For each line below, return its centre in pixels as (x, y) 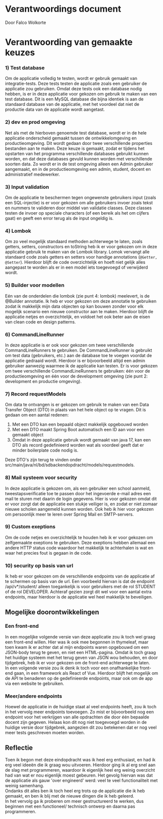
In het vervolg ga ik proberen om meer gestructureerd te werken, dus (74, 801)
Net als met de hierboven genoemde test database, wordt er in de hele (76, 133)
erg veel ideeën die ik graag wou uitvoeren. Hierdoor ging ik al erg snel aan (80, 765)
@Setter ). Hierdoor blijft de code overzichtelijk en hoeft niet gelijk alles (75, 262)
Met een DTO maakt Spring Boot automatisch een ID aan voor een (78, 430)
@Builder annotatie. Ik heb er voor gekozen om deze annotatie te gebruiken (81, 301)
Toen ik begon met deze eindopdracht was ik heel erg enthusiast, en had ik (80, 759)
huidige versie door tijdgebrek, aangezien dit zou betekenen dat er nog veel (81, 727)
